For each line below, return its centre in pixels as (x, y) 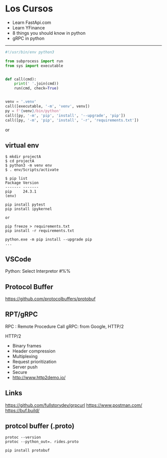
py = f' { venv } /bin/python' (33, 111)
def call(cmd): (21, 79)
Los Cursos (29, 9)
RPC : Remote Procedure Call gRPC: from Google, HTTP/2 (65, 326)
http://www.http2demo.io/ (39, 377)
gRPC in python (28, 38)
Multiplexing (25, 356)
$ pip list (16, 179)
